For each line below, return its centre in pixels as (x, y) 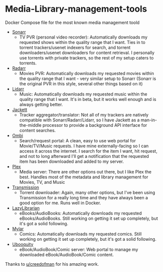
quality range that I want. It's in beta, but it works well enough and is (88, 99)
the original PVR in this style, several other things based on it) (81, 83)
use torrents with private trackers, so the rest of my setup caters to (87, 58)
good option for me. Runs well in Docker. (60, 203)
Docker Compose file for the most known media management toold (72, 22)
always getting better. (41, 104)
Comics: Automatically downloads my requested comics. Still (81, 234)
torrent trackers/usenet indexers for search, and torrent (75, 47)
